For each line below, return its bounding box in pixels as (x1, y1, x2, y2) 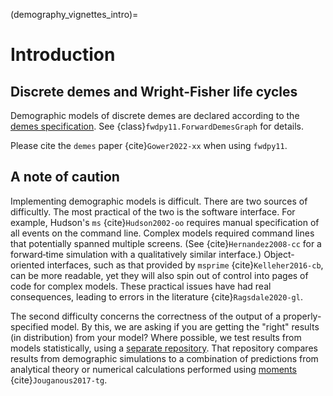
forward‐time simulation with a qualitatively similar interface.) (10, 248, 262, 260)
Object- (263, 248, 295, 260)
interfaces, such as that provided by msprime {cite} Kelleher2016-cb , (46, 259, 324, 271)
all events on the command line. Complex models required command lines (10, 227, 315, 239)
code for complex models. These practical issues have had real (10, 280, 272, 292)
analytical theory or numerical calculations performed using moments (10, 363, 297, 375)
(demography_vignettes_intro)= (10, 9, 139, 20)
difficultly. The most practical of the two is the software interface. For (10, 205, 296, 218)
